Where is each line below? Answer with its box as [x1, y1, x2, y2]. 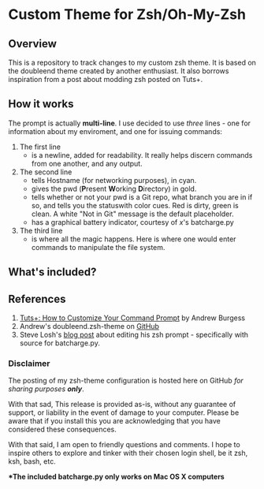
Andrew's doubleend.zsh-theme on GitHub [19, 322, 160, 331]
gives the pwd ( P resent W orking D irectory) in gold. [31, 184, 197, 193]
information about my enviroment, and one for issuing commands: [8, 126, 223, 136]
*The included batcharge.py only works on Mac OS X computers [8, 472, 225, 482]
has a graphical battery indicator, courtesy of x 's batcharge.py [31, 217, 234, 226]
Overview [8, 37, 58, 50]
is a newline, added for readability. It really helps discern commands [31, 150, 253, 159]
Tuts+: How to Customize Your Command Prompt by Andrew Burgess [19, 313, 246, 323]
